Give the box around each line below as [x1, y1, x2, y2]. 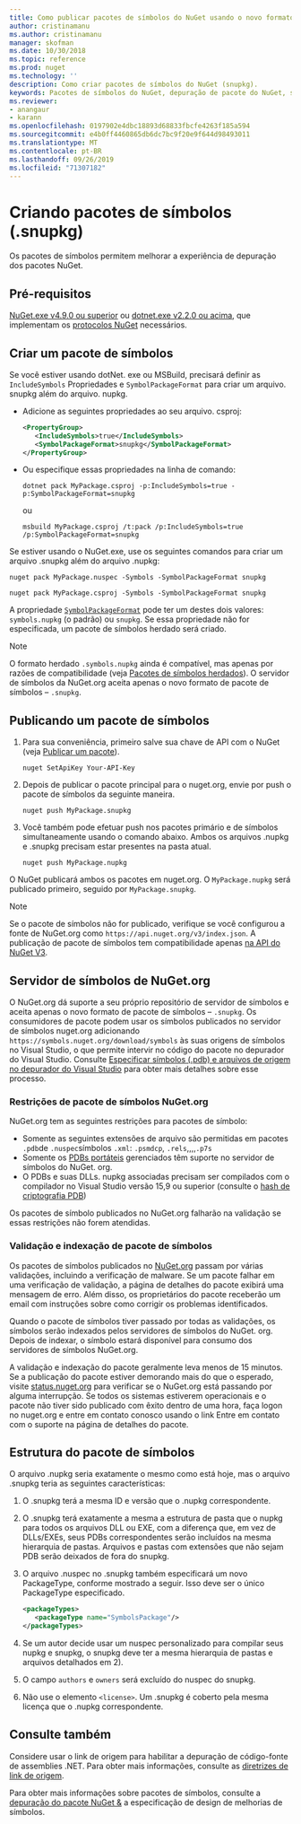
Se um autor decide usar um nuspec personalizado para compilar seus [21, 1638, 284, 1649]
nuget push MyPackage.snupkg [21, 807, 132, 816]
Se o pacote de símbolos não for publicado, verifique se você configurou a [9, 919, 285, 929]
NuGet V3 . [9, 947, 47, 958]
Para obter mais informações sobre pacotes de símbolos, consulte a [9, 1787, 262, 1798]
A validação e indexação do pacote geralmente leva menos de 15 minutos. [9, 1361, 284, 1373]
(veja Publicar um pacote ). [21, 746, 120, 757]
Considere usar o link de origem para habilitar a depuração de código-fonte [9, 1750, 288, 1761]
